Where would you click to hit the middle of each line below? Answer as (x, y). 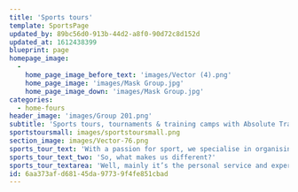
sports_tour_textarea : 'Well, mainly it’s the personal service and (138, 165)
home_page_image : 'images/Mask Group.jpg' (105, 83)
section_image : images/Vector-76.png (79, 141)
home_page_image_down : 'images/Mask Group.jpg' (114, 91)
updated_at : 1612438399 (53, 42)
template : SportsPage (49, 26)
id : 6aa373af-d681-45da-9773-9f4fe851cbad (89, 173)
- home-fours (41, 108)
